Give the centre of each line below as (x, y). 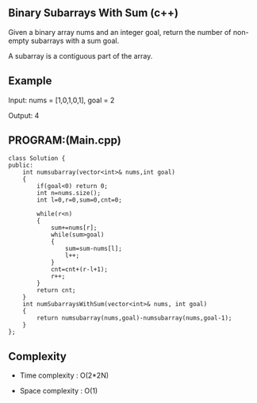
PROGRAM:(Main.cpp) (65, 141)
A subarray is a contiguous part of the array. (81, 56)
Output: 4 (24, 115)
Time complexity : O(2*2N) (64, 375)
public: (21, 166)
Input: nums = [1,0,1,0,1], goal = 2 (61, 100)
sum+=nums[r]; (74, 228)
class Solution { (37, 159)
